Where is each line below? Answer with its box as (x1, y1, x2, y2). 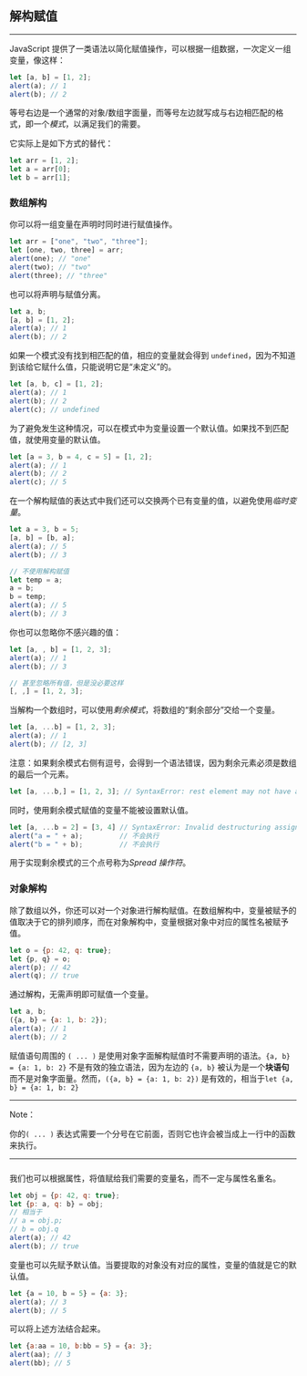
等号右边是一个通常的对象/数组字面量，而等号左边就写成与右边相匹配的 (9, 108, 276, 119)
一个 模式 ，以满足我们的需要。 (33, 119, 146, 129)
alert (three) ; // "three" (9, 271, 107, 280)
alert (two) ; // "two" (9, 263, 92, 272)
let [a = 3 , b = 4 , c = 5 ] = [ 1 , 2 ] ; (9, 452, 153, 461)
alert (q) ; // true (9, 971, 79, 980)
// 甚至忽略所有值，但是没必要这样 (9, 678, 124, 688)
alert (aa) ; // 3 (9, 1350, 71, 1360)
